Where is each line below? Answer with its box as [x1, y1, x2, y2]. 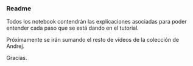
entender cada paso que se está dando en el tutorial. [6, 24, 139, 31]
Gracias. [6, 54, 27, 62]
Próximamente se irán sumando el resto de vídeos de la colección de [6, 36, 180, 44]
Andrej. [6, 42, 25, 50]
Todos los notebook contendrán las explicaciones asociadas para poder [6, 18, 187, 25]
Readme [6, 4, 32, 13]
